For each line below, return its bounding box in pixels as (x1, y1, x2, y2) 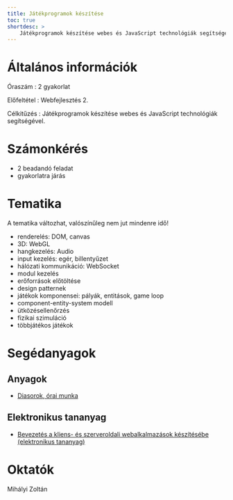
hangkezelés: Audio (17, 248, 74, 256)
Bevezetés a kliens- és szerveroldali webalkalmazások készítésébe (17, 430, 209, 438)
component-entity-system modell (17, 299, 113, 307)
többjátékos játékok (17, 321, 74, 330)
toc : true (7, 17, 36, 24)
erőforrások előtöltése (17, 277, 81, 285)
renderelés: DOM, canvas (17, 232, 90, 241)
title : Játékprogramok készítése (7, 10, 104, 17)
